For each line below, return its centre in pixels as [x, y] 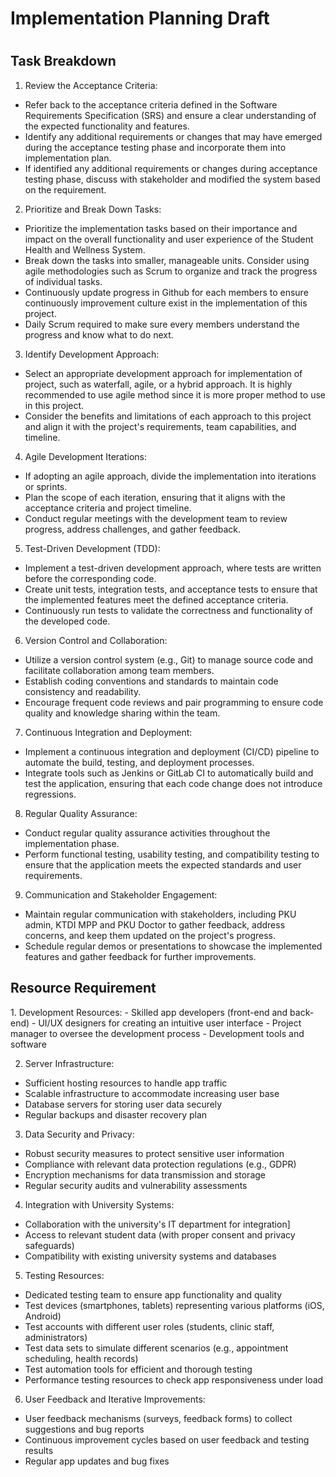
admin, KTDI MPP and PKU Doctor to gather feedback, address [155, 924]
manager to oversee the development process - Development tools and [157, 1033]
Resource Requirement [83, 988]
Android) [43, 1316]
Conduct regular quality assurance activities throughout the [147, 833]
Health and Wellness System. [85, 249]
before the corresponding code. [90, 578]
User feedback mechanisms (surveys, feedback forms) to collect [158, 1418]
